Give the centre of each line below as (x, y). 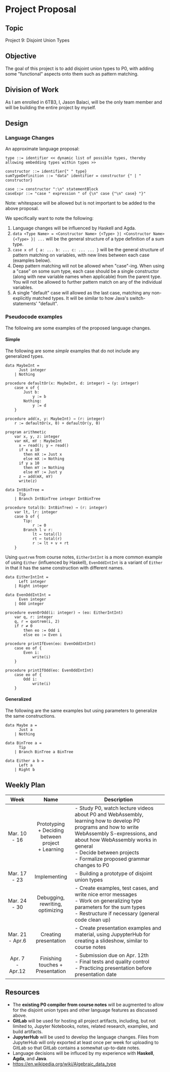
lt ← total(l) (47, 534)
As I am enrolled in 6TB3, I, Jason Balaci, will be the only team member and (84, 102)
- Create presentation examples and (118, 928)
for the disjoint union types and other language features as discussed (85, 1010)
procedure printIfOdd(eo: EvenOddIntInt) (50, 670)
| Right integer (32, 586)
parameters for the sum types (110, 907)
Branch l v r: (38, 530)
